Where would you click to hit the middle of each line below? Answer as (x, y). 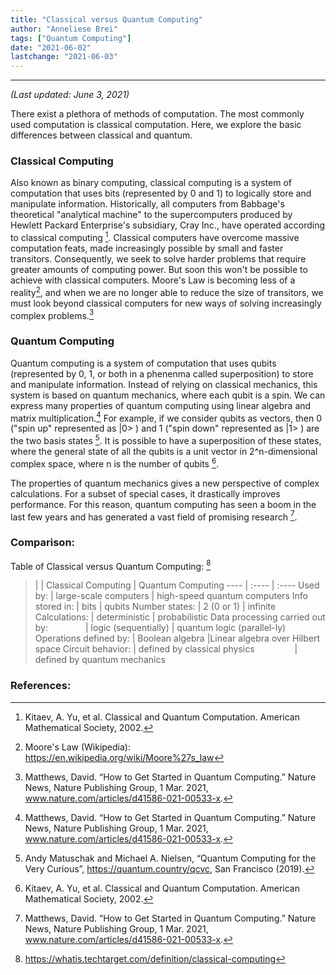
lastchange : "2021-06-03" (64, 57)
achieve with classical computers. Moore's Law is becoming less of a (153, 280)
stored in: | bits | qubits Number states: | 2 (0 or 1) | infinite (155, 607)
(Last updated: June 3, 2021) (70, 95)
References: (41, 686)
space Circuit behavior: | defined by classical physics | (166, 649)
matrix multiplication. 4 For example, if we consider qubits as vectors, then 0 (166, 417)
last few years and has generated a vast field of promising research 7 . (154, 516)
